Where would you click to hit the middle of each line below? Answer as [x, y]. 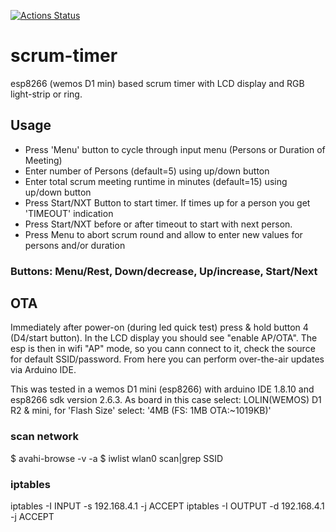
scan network [44, 437]
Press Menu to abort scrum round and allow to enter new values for [163, 234]
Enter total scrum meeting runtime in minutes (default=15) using [156, 181]
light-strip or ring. [46, 94]
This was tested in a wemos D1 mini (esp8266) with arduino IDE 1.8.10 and [162, 389]
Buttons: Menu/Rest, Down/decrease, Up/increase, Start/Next [164, 271]
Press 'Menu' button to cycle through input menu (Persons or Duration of [175, 149]
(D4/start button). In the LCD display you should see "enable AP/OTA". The [164, 338]
